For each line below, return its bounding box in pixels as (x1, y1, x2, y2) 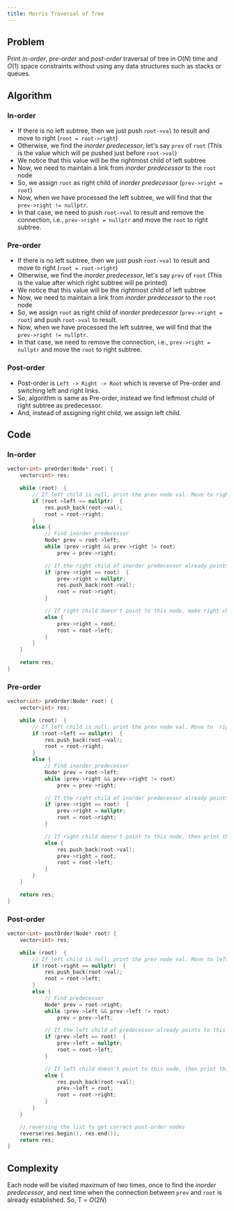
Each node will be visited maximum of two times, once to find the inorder (7, 1181, 217, 1189)
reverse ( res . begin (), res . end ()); (19, 1130, 120, 1137)
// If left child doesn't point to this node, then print (44, 1065, 217, 1073)
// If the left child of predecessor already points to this (44, 1027, 226, 1034)
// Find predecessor (44, 994, 104, 1001)
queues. (7, 69, 31, 78)
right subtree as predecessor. (17, 401, 102, 409)
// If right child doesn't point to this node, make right (44, 607, 219, 615)
